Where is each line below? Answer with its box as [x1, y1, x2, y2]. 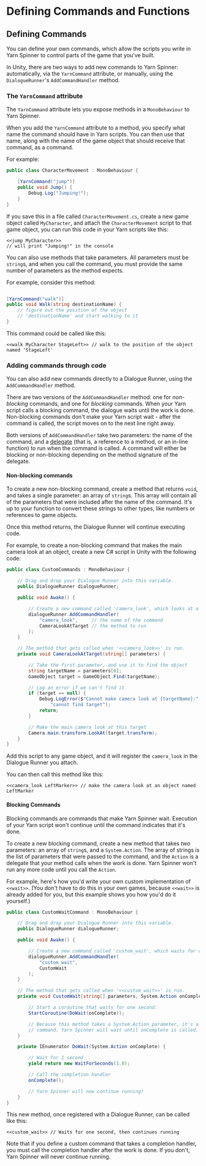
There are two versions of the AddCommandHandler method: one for [6, 394, 172, 401]
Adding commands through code [6, 361, 107, 370]
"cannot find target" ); [50, 702, 112, 708]
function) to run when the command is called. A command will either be [6, 445, 187, 452]
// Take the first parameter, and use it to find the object [28, 662, 188, 668]
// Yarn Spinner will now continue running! [28, 1088, 144, 1094]
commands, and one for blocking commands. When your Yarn [29, 400, 186, 408]
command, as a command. [6, 144, 74, 151]
